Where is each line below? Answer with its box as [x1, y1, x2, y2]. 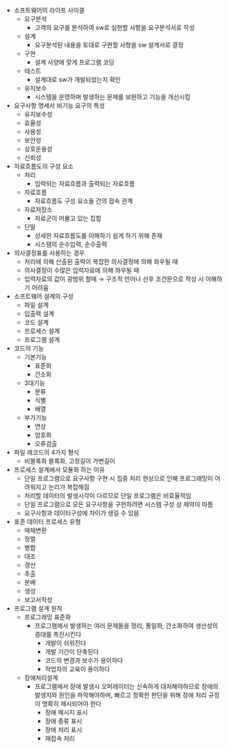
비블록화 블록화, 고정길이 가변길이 [24, 457, 116, 465]
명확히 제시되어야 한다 [42, 700, 102, 707]
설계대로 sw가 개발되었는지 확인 [34, 76, 121, 83]
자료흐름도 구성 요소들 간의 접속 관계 [34, 197, 133, 205]
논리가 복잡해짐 [48, 483, 90, 491]
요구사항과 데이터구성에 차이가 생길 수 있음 [24, 509, 140, 517]
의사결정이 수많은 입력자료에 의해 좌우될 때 [24, 266, 140, 274]
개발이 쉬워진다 [44, 639, 87, 647]
